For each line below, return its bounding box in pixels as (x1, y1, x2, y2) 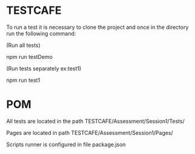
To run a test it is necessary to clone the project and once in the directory (6, 23, 189, 31)
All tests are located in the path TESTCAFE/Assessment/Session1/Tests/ (6, 117, 185, 125)
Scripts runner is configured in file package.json (6, 141, 126, 148)
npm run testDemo (6, 53, 53, 60)
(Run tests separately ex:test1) (6, 64, 82, 72)
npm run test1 (6, 76, 40, 84)
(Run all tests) (6, 42, 41, 49)
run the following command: (6, 29, 77, 37)
